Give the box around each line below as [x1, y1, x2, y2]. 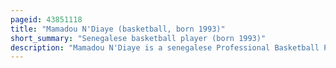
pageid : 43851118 [10, 14, 83, 25]
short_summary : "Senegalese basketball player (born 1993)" [10, 33, 267, 43]
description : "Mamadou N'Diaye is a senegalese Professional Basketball [10, 42, 320, 53]
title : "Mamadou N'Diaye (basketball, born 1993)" [10, 24, 226, 34]
